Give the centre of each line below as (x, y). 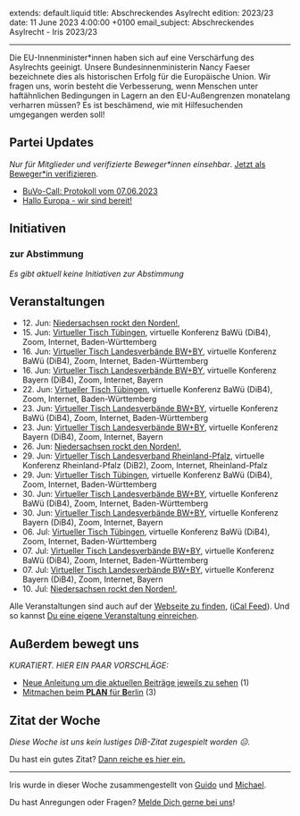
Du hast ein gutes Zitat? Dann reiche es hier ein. (97, 759)
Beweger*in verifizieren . (54, 173)
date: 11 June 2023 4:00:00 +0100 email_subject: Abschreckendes (132, 22)
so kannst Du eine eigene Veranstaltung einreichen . (104, 616)
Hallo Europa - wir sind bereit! (77, 200)
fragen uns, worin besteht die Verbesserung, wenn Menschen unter (134, 86)
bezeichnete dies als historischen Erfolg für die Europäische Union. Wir (140, 76)
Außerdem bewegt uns (75, 644)
